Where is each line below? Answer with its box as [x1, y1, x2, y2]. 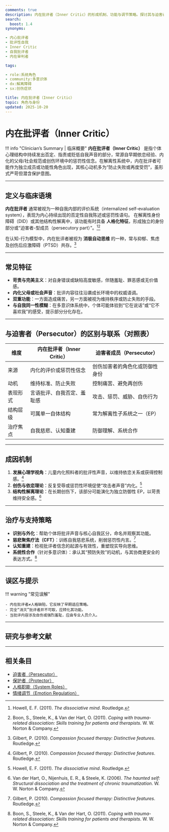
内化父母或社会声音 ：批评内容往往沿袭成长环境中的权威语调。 [12, 290, 141, 296]
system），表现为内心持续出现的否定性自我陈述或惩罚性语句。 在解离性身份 [5, 212, 160, 218]
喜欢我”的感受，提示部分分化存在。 [12, 309, 86, 315]
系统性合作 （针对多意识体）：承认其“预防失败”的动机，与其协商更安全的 [12, 549, 160, 555]
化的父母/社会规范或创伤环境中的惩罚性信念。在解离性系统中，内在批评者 [5, 158, 157, 164]
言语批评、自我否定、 [30, 390, 81, 397]
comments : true [5, 7, 37, 13]
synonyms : [5, 26, 26, 31]
